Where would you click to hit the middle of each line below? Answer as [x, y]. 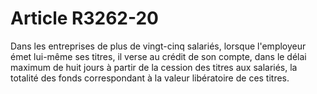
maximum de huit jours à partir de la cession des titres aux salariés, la [154, 67]
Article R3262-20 [85, 18]
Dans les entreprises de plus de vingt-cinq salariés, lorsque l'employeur [158, 46]
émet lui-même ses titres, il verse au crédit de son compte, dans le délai [158, 56]
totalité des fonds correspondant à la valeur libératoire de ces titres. [150, 78]
